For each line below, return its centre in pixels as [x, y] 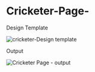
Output [15, 51]
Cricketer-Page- [48, 11]
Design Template [27, 28]
